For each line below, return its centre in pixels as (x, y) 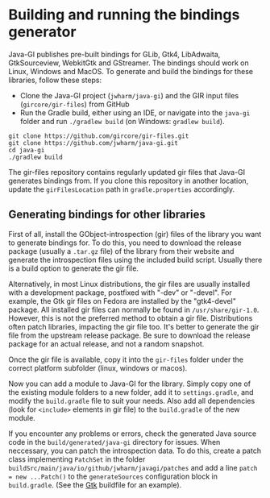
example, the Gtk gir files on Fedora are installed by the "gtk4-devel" (122, 301)
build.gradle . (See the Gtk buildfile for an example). (95, 484)
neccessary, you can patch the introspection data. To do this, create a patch (135, 450)
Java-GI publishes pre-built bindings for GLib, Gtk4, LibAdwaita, (114, 54)
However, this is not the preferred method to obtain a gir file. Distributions (131, 318)
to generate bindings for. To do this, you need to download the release (125, 243)
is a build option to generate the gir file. (74, 268)
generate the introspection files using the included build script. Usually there (135, 259)
